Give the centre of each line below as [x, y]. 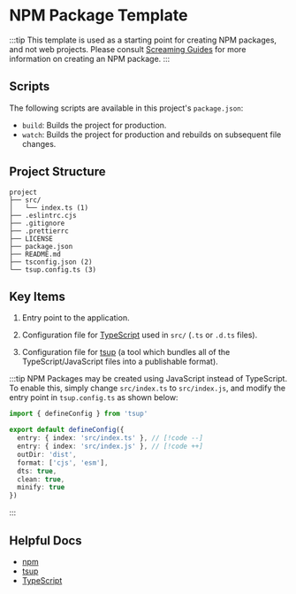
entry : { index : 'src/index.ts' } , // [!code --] [110, 438]
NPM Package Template [99, 15]
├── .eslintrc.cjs [43, 215]
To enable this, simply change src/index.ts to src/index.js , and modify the [147, 388]
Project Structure [57, 172]
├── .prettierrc [39, 231]
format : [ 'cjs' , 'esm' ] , [63, 463]
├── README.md [35, 254]
